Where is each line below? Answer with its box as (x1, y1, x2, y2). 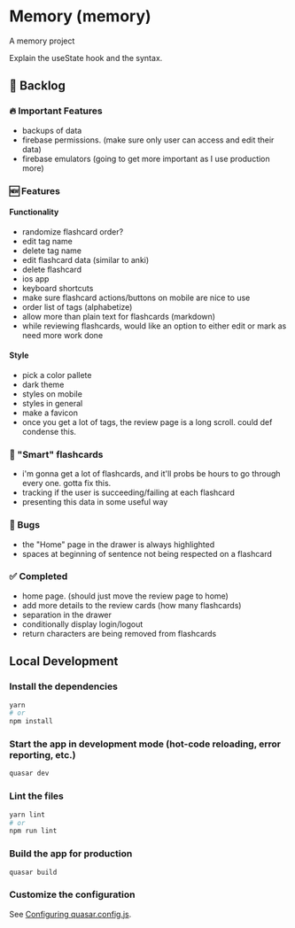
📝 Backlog (9, 78, 66, 94)
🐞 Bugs (9, 519, 41, 531)
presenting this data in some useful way (21, 497, 168, 507)
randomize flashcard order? (21, 226, 124, 236)
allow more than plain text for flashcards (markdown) (21, 311, 215, 321)
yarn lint (9, 810, 46, 819)
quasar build (9, 868, 58, 877)
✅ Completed (9, 570, 68, 583)
